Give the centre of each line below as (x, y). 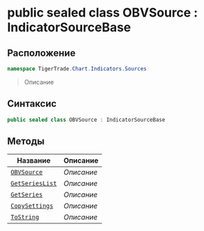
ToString (25, 217)
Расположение (41, 53)
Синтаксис (32, 104)
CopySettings (32, 206)
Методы (26, 141)
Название (34, 160)
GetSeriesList (34, 184)
